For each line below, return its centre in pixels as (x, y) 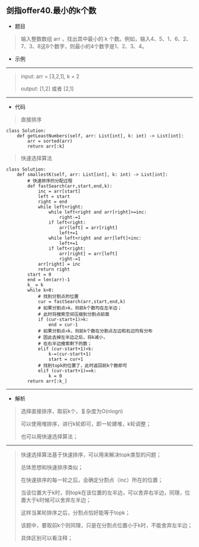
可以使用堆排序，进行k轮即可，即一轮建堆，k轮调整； (86, 423)
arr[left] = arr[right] (88, 228)
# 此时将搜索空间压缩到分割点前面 (73, 314)
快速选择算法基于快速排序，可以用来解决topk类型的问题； (91, 454)
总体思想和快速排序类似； (52, 467)
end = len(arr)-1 (49, 279)
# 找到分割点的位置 (58, 296)
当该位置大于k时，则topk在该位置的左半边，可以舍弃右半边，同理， (103, 492)
